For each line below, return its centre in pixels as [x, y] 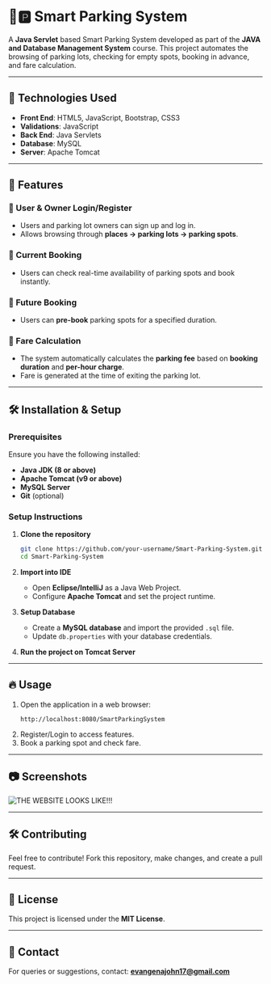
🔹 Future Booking [43, 302]
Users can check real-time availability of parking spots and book [127, 272]
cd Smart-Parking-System [62, 557]
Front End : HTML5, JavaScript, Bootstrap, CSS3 [100, 117]
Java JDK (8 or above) [58, 470]
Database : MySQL [51, 143]
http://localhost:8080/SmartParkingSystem [92, 719]
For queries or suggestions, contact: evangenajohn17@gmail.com [119, 971]
